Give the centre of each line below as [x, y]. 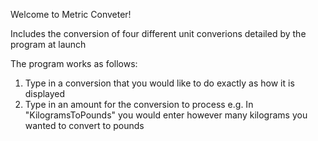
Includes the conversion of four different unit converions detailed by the [158, 33]
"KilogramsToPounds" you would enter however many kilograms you [166, 115]
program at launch [48, 44]
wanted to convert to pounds [84, 125]
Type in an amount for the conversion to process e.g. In [139, 104]
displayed [45, 93]
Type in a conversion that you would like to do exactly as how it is [159, 83]
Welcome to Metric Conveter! [71, 14]
